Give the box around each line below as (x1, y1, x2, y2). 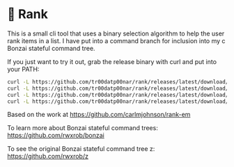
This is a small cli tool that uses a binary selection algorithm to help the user (7, 29, 225, 38)
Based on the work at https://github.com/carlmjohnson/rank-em (7, 111, 191, 119)
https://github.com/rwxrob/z (7, 152, 89, 161)
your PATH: (7, 65, 40, 73)
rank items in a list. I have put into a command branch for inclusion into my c (7, 36, 226, 45)
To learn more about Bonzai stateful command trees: (7, 124, 158, 132)
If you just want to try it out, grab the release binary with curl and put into (7, 57, 217, 65)
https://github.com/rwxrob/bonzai (7, 132, 104, 140)
